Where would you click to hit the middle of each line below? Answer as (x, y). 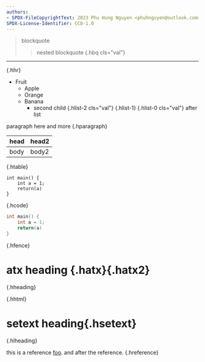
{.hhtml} (16, 299)
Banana (34, 102)
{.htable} (17, 167)
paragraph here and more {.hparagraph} (57, 127)
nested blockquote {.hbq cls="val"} (81, 53)
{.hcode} (17, 205)
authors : (17, 12)
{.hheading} (21, 287)
